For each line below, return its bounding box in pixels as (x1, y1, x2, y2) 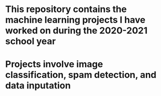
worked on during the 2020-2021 (5, 25, 148, 36)
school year (5, 36, 56, 47)
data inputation (5, 80, 71, 91)
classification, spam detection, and (5, 69, 157, 81)
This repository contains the (5, 4, 127, 15)
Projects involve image (5, 59, 103, 70)
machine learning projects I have (5, 14, 146, 26)
